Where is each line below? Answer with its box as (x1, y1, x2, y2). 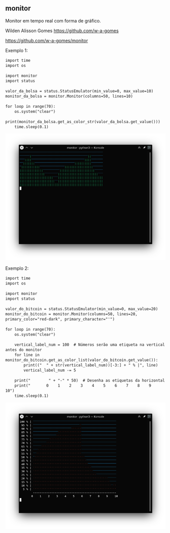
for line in (14, 352, 40, 357)
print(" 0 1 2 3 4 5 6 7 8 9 (14, 383, 152, 388)
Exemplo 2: (5, 265, 29, 271)
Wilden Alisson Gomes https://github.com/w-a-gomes (5, 28, 119, 34)
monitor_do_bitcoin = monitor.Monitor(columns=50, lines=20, (5, 311, 138, 316)
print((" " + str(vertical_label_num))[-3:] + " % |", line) (23, 362, 158, 367)
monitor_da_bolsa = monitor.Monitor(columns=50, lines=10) (5, 94, 133, 99)
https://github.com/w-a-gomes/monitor (5, 37, 88, 43)
